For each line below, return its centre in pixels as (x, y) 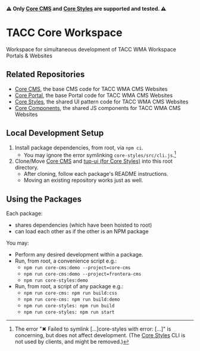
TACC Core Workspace (64, 33)
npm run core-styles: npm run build (69, 306)
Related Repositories (46, 74)
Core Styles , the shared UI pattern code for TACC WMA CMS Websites (101, 102)
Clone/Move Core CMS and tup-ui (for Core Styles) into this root (93, 161)
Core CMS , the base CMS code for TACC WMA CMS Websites (91, 88)
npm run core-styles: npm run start (69, 312)
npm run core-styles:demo (56, 280)
